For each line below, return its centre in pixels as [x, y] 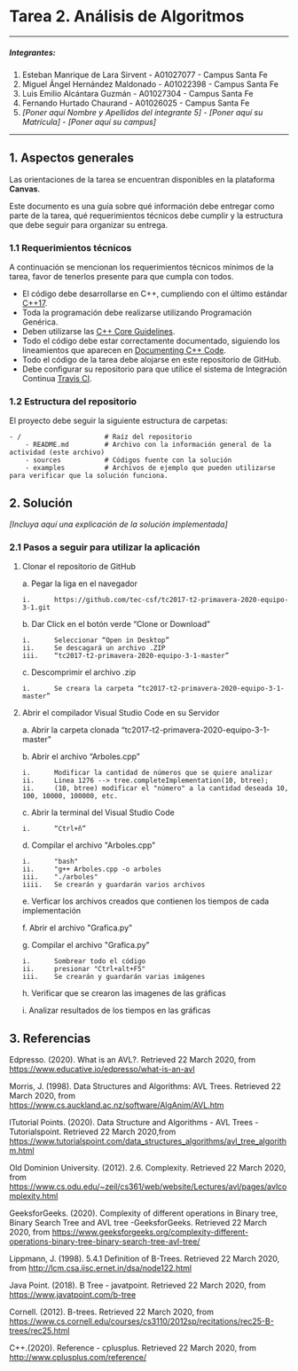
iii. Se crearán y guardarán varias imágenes [114, 977]
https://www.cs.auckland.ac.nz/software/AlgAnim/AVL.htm [117, 1105]
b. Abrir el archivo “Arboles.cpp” [81, 756]
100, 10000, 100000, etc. [70, 796]
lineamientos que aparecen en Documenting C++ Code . [124, 350]
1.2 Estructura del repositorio [73, 401]
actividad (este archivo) [57, 453]
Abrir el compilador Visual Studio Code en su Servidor [121, 713]
